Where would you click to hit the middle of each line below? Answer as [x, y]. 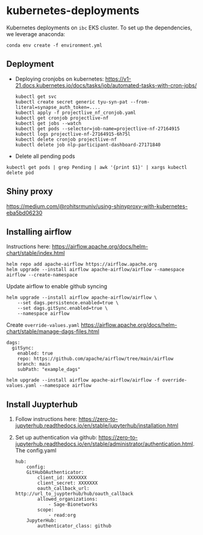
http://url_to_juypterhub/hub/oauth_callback [74, 494]
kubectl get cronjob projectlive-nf [62, 118]
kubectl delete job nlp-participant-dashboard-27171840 [88, 144]
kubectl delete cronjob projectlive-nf [66, 139]
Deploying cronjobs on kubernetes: [59, 79]
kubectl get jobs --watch [48, 123]
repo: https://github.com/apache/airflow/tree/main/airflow [95, 359]
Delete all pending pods [45, 156]
